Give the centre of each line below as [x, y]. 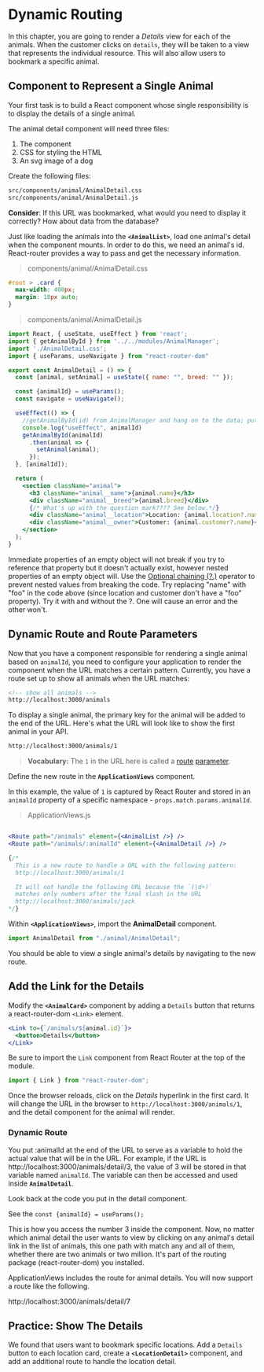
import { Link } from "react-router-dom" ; [79, 1081]
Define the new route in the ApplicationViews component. [101, 776]
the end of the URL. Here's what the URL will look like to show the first [122, 723]
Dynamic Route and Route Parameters [103, 634]
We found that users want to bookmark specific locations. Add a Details [125, 1345]
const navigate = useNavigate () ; [70, 399]
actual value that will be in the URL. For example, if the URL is [107, 1158]
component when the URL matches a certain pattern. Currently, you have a [129, 669]
